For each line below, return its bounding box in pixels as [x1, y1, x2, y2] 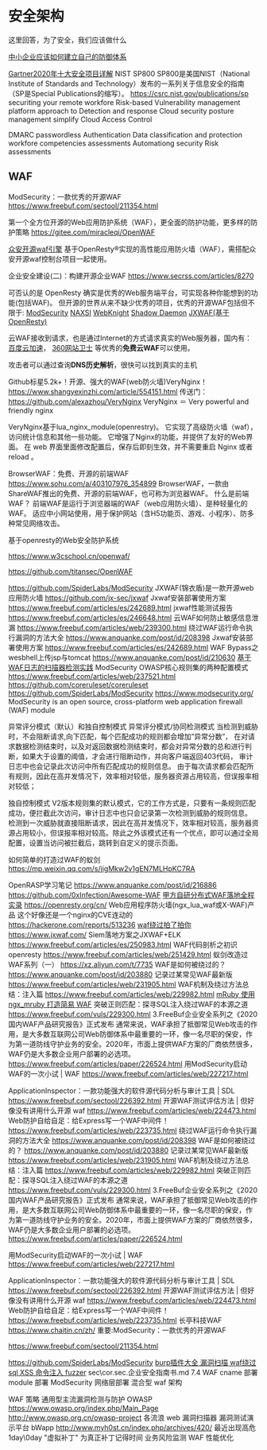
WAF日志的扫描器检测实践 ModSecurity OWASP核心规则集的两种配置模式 [8, 662, 249, 672]
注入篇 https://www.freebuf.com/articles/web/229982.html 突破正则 [21, 1165, 245, 1175]
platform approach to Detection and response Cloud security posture [8, 106, 234, 115]
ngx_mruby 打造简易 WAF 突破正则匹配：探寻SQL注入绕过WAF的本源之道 [8, 999, 249, 1009]
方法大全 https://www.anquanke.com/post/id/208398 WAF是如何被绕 [21, 1135, 249, 1145]
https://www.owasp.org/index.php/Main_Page [8, 1403, 159, 1413]
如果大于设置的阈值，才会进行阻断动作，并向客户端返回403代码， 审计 [21, 751, 253, 761]
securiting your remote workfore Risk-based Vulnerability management [8, 97, 241, 107]
